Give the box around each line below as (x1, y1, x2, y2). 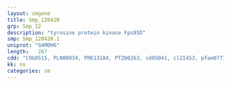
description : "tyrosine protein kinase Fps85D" (7, 29, 146, 36)
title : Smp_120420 (7, 16, 60, 23)
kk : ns (7, 61, 26, 68)
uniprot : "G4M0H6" (7, 42, 60, 49)
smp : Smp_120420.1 (7, 36, 60, 42)
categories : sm (7, 67, 51, 74)
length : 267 (7, 49, 48, 56)
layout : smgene (7, 10, 51, 17)
